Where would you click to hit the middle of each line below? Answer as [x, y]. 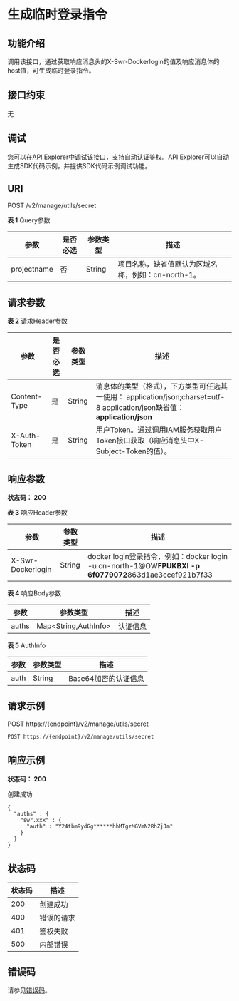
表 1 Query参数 [29, 220]
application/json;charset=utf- [176, 397]
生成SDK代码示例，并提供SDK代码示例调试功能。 [79, 165]
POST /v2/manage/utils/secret [52, 206]
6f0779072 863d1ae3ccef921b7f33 [150, 575]
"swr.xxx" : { [41, 820]
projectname [32, 269]
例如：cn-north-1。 [166, 275]
